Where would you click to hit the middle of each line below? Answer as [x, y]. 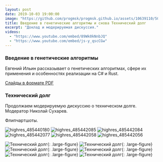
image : [12, 18]
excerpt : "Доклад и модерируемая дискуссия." [52, 28]
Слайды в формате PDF [30, 83]
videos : [13, 32]
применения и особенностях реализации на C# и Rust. [62, 74]
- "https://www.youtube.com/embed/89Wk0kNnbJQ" [58, 37]
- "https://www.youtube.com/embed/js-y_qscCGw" [58, 41]
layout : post [18, 9]
